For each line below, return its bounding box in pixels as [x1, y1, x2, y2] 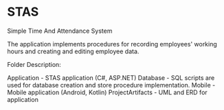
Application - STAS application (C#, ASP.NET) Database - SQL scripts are [7, 73, 215, 82]
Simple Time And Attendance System [7, 27, 113, 35]
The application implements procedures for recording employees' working [7, 40, 218, 48]
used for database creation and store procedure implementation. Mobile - [7, 81, 216, 89]
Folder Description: [7, 60, 62, 68]
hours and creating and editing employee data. [7, 47, 139, 55]
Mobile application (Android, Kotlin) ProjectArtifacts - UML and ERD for [7, 88, 208, 96]
